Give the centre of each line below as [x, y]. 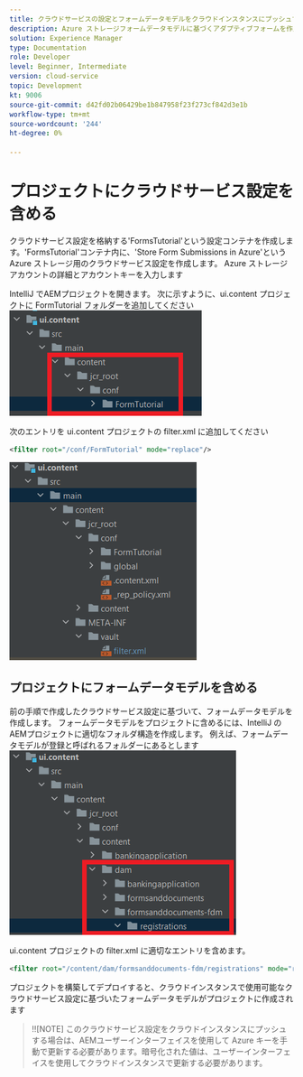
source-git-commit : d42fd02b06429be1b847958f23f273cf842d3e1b [129, 105]
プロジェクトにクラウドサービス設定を [152, 192]
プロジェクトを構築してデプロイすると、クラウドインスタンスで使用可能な [147, 987]
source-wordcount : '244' [56, 124]
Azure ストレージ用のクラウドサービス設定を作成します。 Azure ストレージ [149, 263]
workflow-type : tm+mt [50, 114]
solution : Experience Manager [66, 38]
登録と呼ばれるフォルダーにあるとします [124, 745]
